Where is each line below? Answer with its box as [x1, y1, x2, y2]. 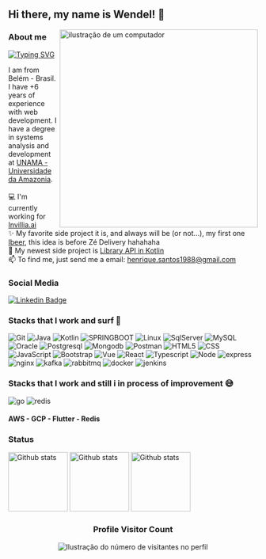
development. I [8, 116, 57, 125]
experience [8, 98, 45, 108]
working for [8, 211, 46, 221]
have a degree [8, 124, 55, 133]
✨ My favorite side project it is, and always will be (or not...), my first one [8, 228, 245, 238]
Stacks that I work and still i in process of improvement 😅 [8, 378, 234, 389]
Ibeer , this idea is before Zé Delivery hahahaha [8, 237, 160, 246]
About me [8, 32, 47, 43]
